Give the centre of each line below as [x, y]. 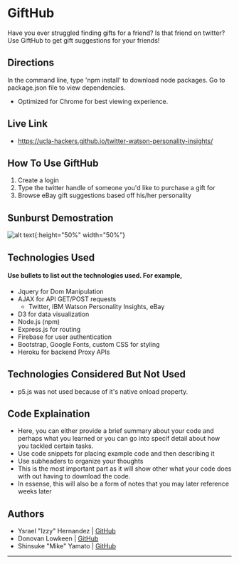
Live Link [28, 124]
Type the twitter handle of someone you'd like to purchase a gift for [116, 188]
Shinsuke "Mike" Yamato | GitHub [67, 546]
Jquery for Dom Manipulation [61, 291]
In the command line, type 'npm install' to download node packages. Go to [116, 80]
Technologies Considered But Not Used [97, 374]
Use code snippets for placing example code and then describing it [116, 454]
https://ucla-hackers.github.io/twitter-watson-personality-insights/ [115, 141]
